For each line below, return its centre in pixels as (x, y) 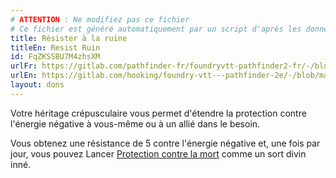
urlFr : (24, 66)
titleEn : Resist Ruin (55, 47)
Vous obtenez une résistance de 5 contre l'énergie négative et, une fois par (165, 143)
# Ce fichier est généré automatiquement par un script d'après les (156, 29)
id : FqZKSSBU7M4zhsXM (55, 57)
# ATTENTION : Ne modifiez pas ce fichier (100, 19)
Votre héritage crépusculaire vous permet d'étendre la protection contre (158, 113)
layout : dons (37, 85)
